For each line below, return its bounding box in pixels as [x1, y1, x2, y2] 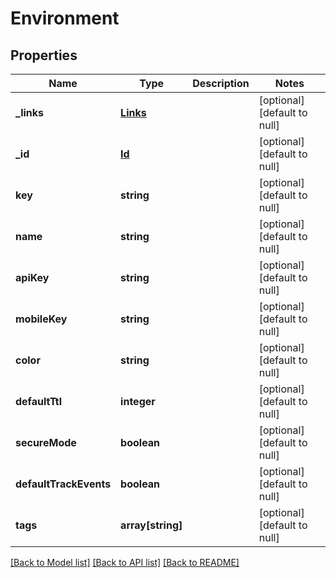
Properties [10, 47, 78, 64]
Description [192, 77, 250, 90]
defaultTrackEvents [15, 477, 112, 491]
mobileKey [15, 312, 68, 326]
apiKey [15, 271, 50, 284]
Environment [10, 7, 120, 30]
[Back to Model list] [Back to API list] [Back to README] [10, 557, 240, 568]
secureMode [15, 436, 77, 449]
